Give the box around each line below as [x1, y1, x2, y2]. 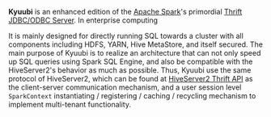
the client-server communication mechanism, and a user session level [8, 82, 242, 92]
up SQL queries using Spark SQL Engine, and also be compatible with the [8, 56, 253, 66]
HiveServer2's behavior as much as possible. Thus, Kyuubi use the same [8, 65, 252, 75]
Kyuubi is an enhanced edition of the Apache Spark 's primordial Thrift [8, 7, 243, 16]
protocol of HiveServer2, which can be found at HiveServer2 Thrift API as [8, 74, 253, 83]
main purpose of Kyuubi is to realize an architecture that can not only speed [8, 48, 261, 57]
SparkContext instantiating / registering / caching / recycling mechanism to [8, 91, 256, 100]
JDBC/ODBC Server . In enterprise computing [8, 15, 159, 25]
